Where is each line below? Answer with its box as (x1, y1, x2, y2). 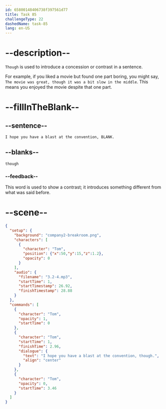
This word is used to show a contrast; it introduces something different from (5, 184, 162, 190)
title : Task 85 (5, 12, 37, 17)
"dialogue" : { (18, 349, 48, 354)
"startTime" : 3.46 (18, 386, 57, 391)
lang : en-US (5, 26, 30, 31)
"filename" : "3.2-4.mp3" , (18, 274, 72, 279)
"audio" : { (14, 270, 37, 275)
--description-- (5, 47, 71, 59)
